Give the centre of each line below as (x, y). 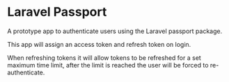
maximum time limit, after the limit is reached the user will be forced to (108, 65)
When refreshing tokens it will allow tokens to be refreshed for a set (104, 58)
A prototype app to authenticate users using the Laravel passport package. (115, 31)
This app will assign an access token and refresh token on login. (99, 44)
